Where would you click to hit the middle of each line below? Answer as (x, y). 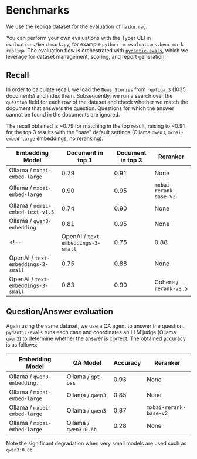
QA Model (87, 362)
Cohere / (167, 282)
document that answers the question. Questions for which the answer (90, 108)
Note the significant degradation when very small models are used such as (96, 443)
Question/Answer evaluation (60, 312)
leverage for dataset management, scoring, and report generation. (86, 56)
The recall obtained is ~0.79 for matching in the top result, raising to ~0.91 (96, 126)
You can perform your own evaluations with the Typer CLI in (79, 38)
